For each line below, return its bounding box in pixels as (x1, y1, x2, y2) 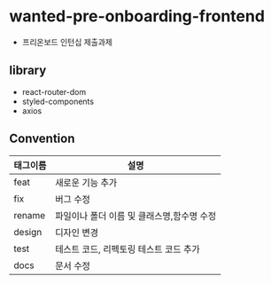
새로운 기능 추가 (54, 176, 118, 188)
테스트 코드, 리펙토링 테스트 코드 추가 (54, 242, 201, 255)
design (13, 225, 43, 238)
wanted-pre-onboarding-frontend (9, 6, 266, 27)
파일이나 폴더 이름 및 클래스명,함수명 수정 (54, 209, 217, 222)
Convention (9, 131, 75, 146)
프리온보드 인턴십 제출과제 (21, 36, 113, 47)
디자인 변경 (54, 226, 99, 239)
